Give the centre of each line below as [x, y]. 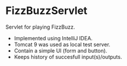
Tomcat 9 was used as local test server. [62, 44]
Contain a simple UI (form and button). [61, 50]
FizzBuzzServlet [46, 11]
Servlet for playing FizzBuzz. [40, 27]
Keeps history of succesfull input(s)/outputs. [68, 57]
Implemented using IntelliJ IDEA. [53, 38]
